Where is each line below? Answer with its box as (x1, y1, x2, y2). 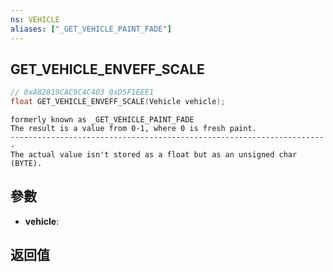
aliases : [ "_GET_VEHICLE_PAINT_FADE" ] (10, 24, 172, 34)
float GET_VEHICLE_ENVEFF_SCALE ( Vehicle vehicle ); (10, 97, 226, 107)
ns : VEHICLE (10, 14, 60, 25)
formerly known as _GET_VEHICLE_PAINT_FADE (10, 115, 195, 125)
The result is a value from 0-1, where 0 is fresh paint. (10, 124, 257, 134)
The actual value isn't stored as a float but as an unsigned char (10, 150, 298, 160)
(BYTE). (10, 159, 43, 169)
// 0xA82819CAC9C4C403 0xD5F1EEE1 (10, 87, 155, 98)
